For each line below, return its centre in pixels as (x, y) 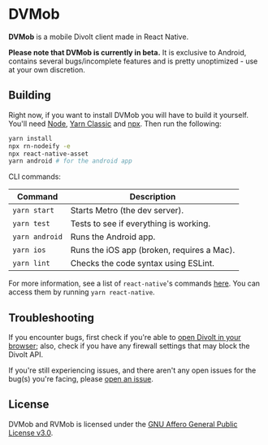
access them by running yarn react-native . (82, 292)
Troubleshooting (52, 318)
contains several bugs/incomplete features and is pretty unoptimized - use (133, 61)
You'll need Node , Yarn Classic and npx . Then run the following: (115, 124)
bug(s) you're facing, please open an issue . (81, 379)
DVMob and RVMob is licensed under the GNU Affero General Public (123, 424)
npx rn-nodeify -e (39, 146)
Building (30, 96)
